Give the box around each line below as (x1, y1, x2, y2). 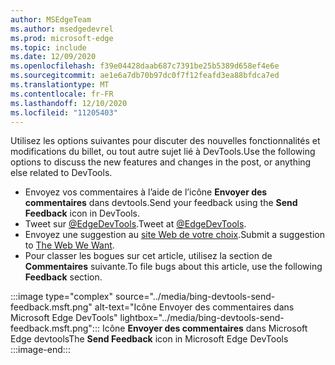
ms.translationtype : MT (10, 80, 110, 90)
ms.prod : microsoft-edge (10, 33, 114, 43)
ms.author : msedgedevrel (10, 24, 114, 34)
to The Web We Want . (24, 239, 115, 251)
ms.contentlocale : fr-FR (10, 89, 114, 99)
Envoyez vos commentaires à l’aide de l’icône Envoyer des (24, 186, 268, 198)
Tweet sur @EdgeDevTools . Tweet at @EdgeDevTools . (24, 218, 247, 230)
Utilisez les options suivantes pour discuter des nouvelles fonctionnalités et (10, 135, 321, 147)
